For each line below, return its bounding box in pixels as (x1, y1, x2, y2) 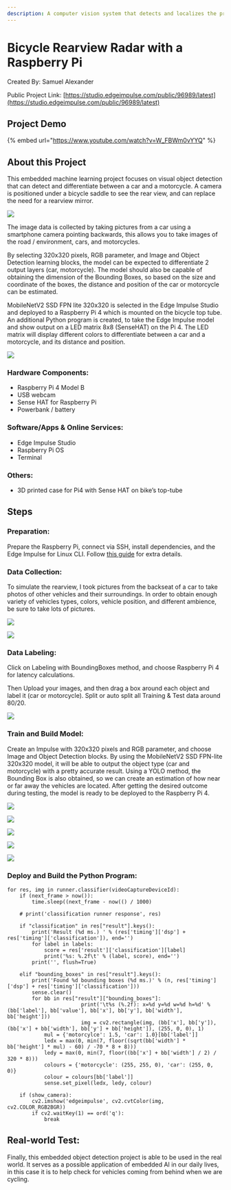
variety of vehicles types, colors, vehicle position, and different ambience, (7, 598, 217, 606)
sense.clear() (32, 988, 72, 996)
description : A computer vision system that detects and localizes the (7, 10, 217, 17)
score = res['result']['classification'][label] (43, 946, 186, 953)
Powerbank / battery (16, 405, 76, 414)
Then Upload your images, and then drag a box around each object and (7, 684, 210, 692)
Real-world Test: (7, 1135, 80, 1147)
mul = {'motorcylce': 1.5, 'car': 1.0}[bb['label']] (43, 1031, 198, 1038)
